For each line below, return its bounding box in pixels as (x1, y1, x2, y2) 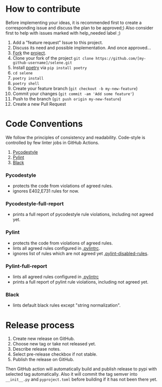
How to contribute (5, 3, 81, 15)
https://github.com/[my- (95, 56, 146, 61)
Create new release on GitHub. (12, 336, 75, 341)
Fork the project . (12, 50, 46, 56)
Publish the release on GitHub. (12, 357, 74, 363)
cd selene (12, 71, 33, 75)
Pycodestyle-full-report (5, 200, 64, 207)
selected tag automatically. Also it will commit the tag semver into (5, 371, 138, 377)
